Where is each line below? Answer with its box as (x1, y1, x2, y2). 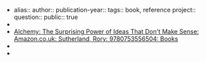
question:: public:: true (13, 13, 78, 21)
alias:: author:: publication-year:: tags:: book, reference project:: (13, 6, 196, 14)
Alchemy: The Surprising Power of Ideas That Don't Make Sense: (13, 27, 199, 35)
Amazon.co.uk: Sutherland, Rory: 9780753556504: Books (13, 35, 178, 43)
